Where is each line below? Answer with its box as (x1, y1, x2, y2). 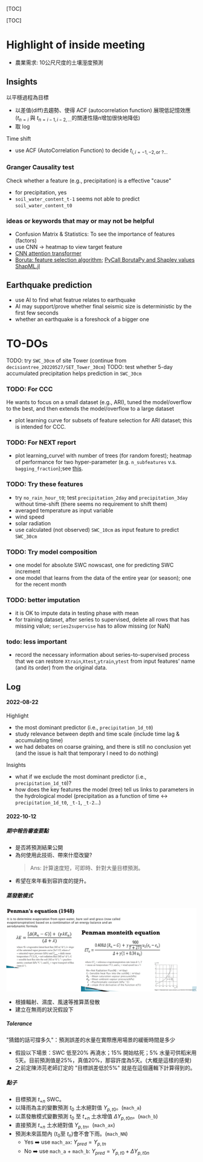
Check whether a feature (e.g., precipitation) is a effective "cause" (6, 177, 172, 184)
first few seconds (14, 309, 59, 316)
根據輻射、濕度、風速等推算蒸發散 (14, 998, 100, 1005)
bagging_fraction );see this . (14, 465, 83, 472)
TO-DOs (6, 336, 48, 350)
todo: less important (6, 637, 68, 646)
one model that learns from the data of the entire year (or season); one (14, 574, 192, 581)
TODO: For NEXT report (6, 438, 77, 447)
